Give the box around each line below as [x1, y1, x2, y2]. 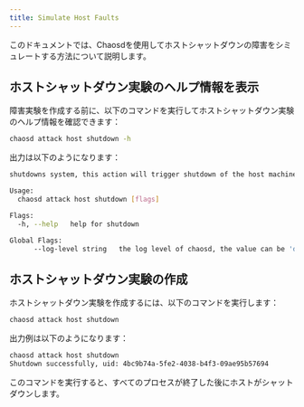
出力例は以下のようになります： [9, 333, 128, 344]
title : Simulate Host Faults [9, 13, 119, 23]
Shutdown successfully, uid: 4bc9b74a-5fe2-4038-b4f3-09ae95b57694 [9, 359, 270, 368]
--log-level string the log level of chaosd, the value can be [33, 244, 285, 253]
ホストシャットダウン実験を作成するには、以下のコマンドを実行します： [9, 298, 279, 308]
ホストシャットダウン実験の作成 [9, 271, 188, 287]
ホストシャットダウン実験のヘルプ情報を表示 [9, 80, 260, 95]
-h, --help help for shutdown [17, 219, 140, 229]
